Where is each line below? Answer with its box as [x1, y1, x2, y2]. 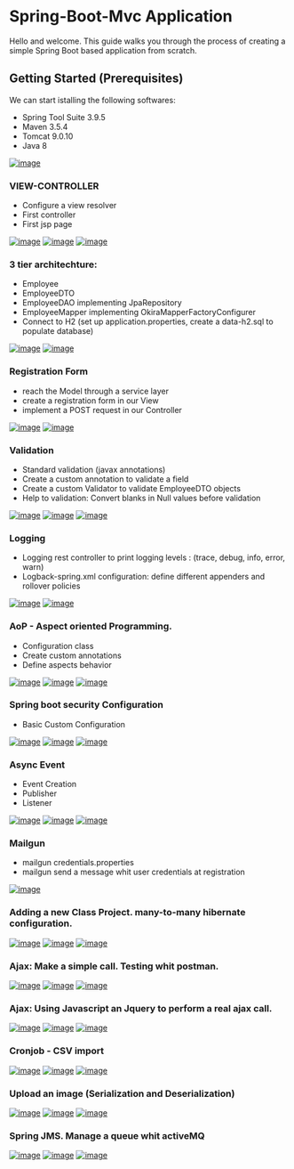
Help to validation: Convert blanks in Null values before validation [21, 492, 261, 503]
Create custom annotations [21, 650, 122, 661]
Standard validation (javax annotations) [21, 464, 166, 475]
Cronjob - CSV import [9, 1044, 105, 1057]
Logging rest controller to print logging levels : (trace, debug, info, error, [21, 552, 286, 563]
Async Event [9, 759, 66, 771]
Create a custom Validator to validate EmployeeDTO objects [21, 483, 242, 493]
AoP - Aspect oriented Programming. [9, 621, 172, 633]
